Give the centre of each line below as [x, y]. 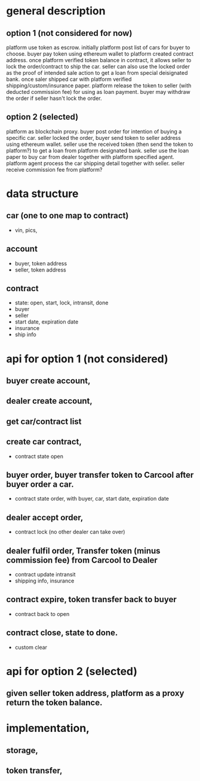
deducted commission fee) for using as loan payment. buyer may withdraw [99, 92]
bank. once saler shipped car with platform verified [69, 79]
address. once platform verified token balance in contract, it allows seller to [99, 60]
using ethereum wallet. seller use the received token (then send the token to [100, 144]
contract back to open [42, 614]
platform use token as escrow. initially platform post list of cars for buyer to [98, 47]
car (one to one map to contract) [67, 216]
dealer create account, [49, 401]
